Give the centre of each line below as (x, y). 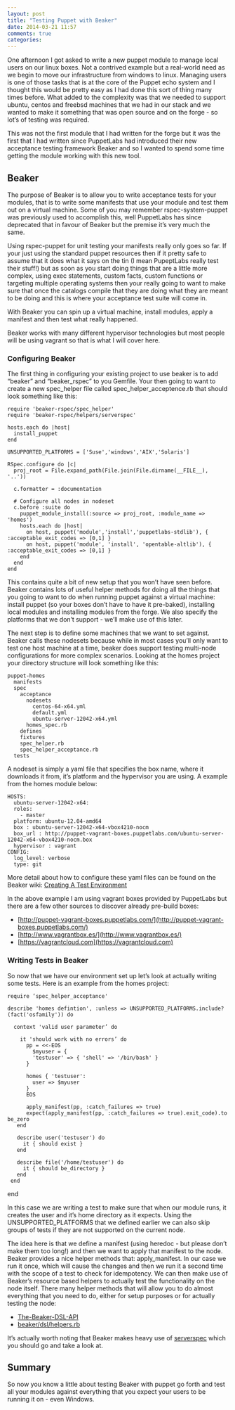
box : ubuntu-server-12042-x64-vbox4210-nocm (81, 828)
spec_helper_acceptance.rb (59, 750)
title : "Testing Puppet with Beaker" (62, 20)
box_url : (28, 834)
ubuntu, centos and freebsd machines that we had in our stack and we (109, 105)
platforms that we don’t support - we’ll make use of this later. (95, 620)
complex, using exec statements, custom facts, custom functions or (105, 276)
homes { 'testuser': (56, 1076)
